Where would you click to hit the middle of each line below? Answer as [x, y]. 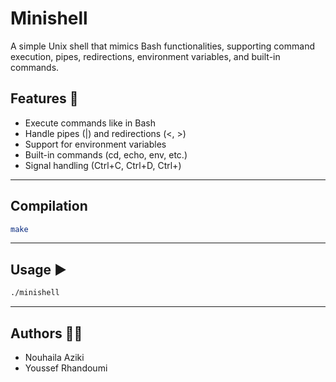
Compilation [49, 206]
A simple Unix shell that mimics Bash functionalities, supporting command [162, 46]
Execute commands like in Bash [90, 123]
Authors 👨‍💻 [46, 333]
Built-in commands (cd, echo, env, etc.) [106, 154]
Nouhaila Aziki [54, 357]
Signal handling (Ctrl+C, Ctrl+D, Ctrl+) [103, 165]
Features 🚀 [44, 98]
